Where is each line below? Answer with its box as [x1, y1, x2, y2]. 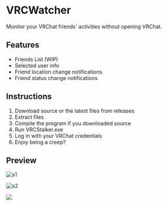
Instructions [6, 92, 52, 102]
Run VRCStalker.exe [14, 126, 64, 133]
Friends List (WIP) [14, 55, 58, 62]
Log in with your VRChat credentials [14, 132, 102, 139]
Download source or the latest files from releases [14, 107, 134, 114]
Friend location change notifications [14, 68, 103, 75]
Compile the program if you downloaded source [14, 119, 131, 127]
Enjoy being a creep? [14, 138, 66, 145]
